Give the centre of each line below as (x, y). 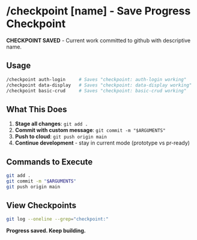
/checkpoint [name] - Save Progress (98, 11)
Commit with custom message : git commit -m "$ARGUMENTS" (90, 130)
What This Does (37, 109)
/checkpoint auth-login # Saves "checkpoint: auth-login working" (96, 79)
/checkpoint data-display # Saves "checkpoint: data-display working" (99, 85)
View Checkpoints (41, 205)
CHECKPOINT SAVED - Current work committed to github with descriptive (98, 40)
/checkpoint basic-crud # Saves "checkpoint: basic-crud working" (96, 91)
